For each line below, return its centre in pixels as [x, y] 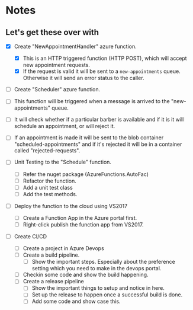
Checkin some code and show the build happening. [86, 275]
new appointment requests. [56, 65]
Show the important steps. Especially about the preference [103, 262]
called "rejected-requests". [47, 151]
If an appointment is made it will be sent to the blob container [89, 138]
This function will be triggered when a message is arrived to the [92, 101]
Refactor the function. [49, 181]
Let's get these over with [52, 32]
